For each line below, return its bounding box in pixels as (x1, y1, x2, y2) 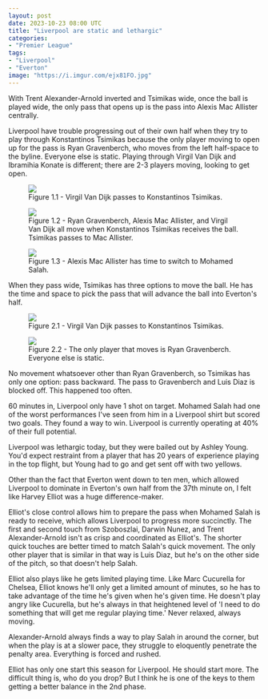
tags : (8, 49, 26, 57)
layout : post (8, 11, 52, 20)
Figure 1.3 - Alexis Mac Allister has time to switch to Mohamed (28, 256, 234, 265)
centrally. (8, 110, 39, 120)
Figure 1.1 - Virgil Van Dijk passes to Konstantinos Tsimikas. (28, 192, 222, 201)
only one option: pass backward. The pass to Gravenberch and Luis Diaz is (8, 377, 255, 386)
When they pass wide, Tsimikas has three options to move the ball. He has (8, 280, 254, 289)
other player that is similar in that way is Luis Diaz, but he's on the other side (8, 550, 260, 560)
